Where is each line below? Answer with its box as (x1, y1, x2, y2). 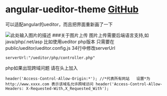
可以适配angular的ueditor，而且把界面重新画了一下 (5, 21, 113, 27)
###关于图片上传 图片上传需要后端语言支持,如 (52, 32, 149, 38)
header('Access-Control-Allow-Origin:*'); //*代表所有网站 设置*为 (5, 76, 151, 81)
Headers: (5, 86, 24, 91)
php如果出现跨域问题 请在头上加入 (5, 65, 78, 71)
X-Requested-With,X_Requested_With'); (26, 86, 109, 91)
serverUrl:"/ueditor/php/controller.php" (5, 55, 96, 60)
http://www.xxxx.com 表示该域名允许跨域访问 (5, 81, 94, 87)
